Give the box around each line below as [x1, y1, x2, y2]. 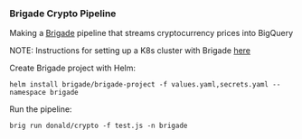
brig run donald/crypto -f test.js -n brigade [9, 121, 188, 131]
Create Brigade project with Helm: [9, 62, 137, 74]
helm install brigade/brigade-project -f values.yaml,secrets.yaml [9, 80, 269, 89]
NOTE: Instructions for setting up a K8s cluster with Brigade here [9, 45, 251, 56]
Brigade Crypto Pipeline [9, 7, 117, 20]
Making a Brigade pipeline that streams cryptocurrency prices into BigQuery [9, 28, 294, 39]
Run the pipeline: [9, 104, 72, 115]
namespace [9, 88, 47, 97]
